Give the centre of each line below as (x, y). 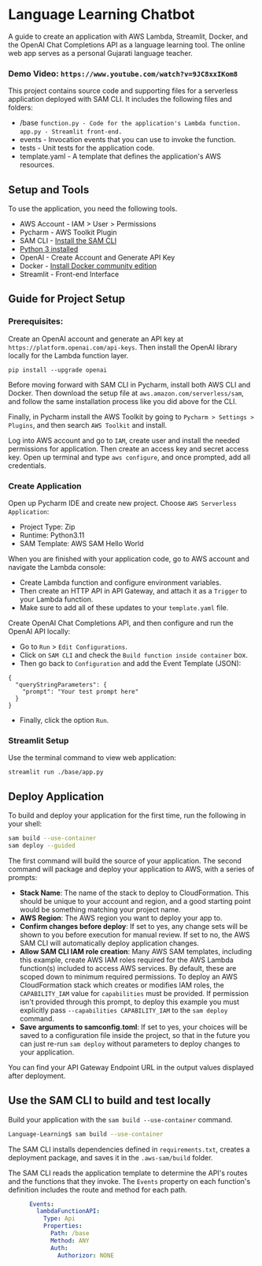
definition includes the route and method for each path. (98, 1189)
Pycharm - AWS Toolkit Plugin (68, 232)
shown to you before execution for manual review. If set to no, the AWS (135, 935)
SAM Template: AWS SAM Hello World (81, 544)
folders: (20, 107)
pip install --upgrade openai (58, 370)
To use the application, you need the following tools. (93, 209)
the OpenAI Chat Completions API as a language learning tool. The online (127, 44)
